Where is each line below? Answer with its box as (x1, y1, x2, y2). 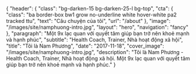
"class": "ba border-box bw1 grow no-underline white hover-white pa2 (6, 11, 177, 18)
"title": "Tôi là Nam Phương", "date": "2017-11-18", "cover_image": (6, 42, 164, 49)
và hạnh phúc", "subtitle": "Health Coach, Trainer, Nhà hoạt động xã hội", (6, 36, 184, 43)
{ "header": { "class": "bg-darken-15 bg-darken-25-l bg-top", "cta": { (6, 5, 174, 12)
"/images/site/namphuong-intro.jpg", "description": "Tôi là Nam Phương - (6, 49, 184, 55)
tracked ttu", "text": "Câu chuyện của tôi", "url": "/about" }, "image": (6, 18, 171, 24)
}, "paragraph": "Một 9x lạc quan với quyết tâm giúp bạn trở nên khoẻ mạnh (6, 30, 190, 37)
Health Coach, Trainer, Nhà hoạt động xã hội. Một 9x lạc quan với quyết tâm (6, 55, 190, 62)
